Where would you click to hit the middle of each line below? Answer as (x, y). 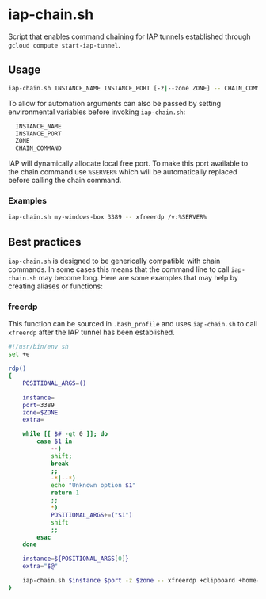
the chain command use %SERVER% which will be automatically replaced (123, 172)
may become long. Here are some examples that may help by (139, 278)
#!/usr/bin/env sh (38, 347)
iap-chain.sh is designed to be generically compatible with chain (114, 261)
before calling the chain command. (65, 181)
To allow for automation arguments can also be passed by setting (115, 103)
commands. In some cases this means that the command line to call (119, 269)
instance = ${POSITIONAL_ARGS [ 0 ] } (76, 559)
